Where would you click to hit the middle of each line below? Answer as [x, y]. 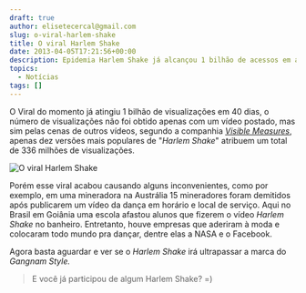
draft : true [32, 18]
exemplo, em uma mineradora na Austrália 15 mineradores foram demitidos [150, 195]
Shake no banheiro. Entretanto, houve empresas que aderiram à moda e [145, 224]
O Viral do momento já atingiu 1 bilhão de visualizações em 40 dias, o [139, 111]
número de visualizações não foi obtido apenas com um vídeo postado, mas [153, 121]
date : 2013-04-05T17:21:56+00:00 [73, 52]
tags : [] [26, 86]
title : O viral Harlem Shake [65, 43]
